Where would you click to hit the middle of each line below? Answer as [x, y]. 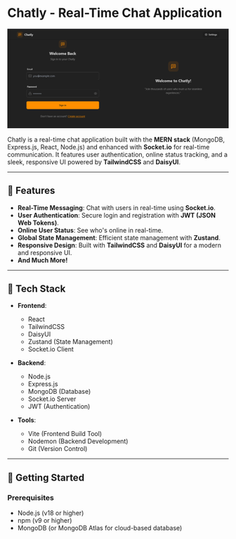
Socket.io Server [52, 399]
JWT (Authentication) [59, 407]
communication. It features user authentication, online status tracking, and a [118, 154]
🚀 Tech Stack [37, 289]
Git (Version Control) [58, 449]
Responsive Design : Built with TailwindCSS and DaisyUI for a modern [119, 245]
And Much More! [42, 260]
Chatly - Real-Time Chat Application [115, 13]
